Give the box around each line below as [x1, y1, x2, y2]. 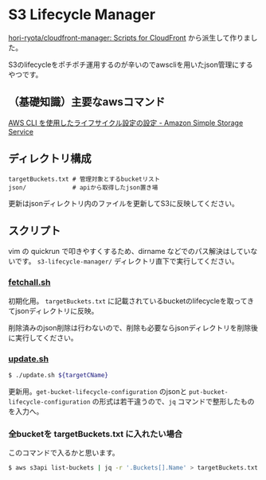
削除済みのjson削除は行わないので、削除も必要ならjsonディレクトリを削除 [8, 322, 252, 332]
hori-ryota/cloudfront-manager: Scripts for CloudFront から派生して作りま [8, 33, 251, 42]
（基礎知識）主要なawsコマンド [8, 96, 166, 109]
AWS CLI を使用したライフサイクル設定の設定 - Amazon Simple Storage [8, 118, 244, 127]
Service [8, 127, 34, 136]
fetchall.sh [8, 277, 51, 288]
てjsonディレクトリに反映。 [8, 306, 99, 315]
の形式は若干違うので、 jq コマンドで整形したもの [92, 396, 255, 406]
